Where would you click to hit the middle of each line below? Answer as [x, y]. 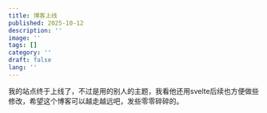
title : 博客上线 [33, 16]
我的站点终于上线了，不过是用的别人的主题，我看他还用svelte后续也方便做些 [134, 91]
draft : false [30, 60]
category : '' [30, 53]
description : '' [35, 30]
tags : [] [23, 45]
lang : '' [23, 68]
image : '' [25, 38]
